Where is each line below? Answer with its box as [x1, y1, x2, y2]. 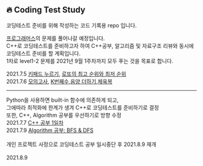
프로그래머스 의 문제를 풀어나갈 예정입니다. [6, 35, 105, 42]
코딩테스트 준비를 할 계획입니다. [6, 50, 81, 57]
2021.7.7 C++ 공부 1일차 [6, 119, 64, 126]
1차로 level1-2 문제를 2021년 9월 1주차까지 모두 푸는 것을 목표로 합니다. [6, 57, 173, 64]
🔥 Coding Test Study [6, 5, 86, 15]
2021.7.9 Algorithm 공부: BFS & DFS [6, 127, 94, 134]
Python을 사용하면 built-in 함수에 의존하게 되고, [6, 96, 119, 104]
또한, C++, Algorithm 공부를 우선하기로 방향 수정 [6, 111, 122, 119]
